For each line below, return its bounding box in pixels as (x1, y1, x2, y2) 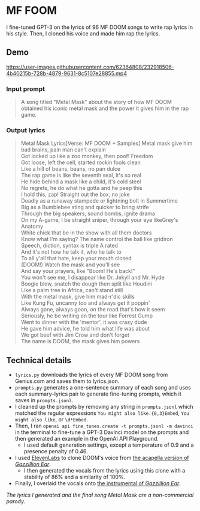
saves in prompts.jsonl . (14, 397, 74, 404)
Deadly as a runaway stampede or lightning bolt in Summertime (20, 197, 178, 204)
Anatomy (20, 223, 44, 230)
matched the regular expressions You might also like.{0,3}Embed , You (14, 409, 190, 417)
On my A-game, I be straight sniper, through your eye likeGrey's (20, 216, 178, 224)
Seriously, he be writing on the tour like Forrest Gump (20, 312, 153, 319)
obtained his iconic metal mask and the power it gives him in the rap (20, 105, 189, 112)
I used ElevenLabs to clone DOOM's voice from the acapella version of (14, 454, 190, 462)
